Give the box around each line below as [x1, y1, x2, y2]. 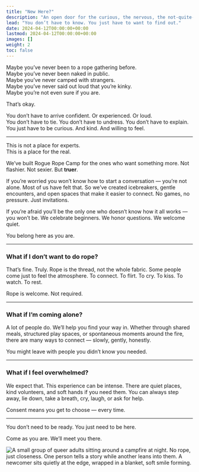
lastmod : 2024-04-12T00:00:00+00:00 [6, 31, 97, 37]
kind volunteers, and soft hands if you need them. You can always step [6, 388, 179, 395]
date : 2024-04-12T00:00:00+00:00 [6, 25, 89, 32]
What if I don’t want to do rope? [6, 252, 98, 260]
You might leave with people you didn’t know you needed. [6, 348, 147, 355]
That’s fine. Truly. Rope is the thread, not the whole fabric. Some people [6, 266, 182, 273]
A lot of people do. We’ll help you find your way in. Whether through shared [6, 324, 190, 331]
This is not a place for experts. [6, 141, 81, 149]
